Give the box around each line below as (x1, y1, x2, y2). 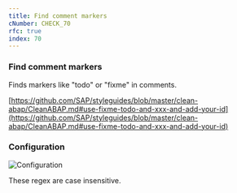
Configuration (8, 141, 65, 152)
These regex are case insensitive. (8, 175, 121, 185)
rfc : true (8, 27, 42, 35)
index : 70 (8, 34, 42, 43)
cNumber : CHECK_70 (8, 19, 71, 28)
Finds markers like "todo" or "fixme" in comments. (8, 79, 178, 89)
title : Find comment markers (8, 11, 108, 20)
